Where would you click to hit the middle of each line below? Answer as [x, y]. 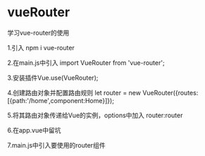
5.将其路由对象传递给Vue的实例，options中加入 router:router [95, 115]
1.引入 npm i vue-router [41, 47]
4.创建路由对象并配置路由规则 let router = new [74, 92]
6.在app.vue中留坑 [34, 130]
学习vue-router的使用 [38, 32]
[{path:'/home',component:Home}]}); [61, 100]
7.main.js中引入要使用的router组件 [56, 145]
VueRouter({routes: [170, 92]
